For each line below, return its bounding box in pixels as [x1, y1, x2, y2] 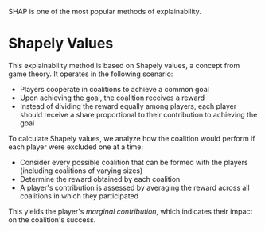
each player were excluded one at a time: [8, 142, 143, 152]
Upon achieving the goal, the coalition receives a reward [19, 93, 205, 102]
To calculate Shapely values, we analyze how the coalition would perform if [8, 133, 255, 143]
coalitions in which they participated [19, 191, 139, 201]
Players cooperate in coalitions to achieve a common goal [19, 84, 209, 94]
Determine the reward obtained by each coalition [19, 174, 181, 183]
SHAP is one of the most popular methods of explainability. [8, 7, 201, 16]
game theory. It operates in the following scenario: [8, 69, 173, 79]
